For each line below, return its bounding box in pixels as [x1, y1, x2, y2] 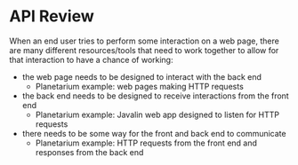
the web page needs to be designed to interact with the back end [21, 71, 262, 82]
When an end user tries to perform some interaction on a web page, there [9, 35, 280, 46]
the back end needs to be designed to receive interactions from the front [21, 90, 289, 101]
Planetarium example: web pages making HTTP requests [35, 81, 245, 91]
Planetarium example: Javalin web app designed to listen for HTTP [35, 109, 280, 120]
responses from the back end [35, 146, 144, 157]
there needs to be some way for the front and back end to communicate [21, 128, 286, 138]
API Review [9, 6, 95, 27]
